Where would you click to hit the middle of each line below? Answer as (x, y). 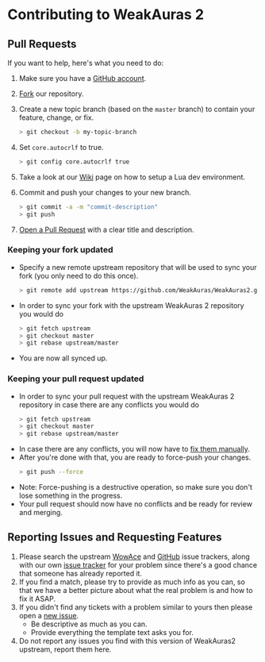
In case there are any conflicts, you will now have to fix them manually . (134, 449)
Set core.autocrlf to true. (61, 147)
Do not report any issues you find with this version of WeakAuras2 (127, 641)
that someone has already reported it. (81, 573)
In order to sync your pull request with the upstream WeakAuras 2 (127, 396)
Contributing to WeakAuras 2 (106, 15)
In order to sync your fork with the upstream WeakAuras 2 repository (131, 305)
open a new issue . (49, 615)
